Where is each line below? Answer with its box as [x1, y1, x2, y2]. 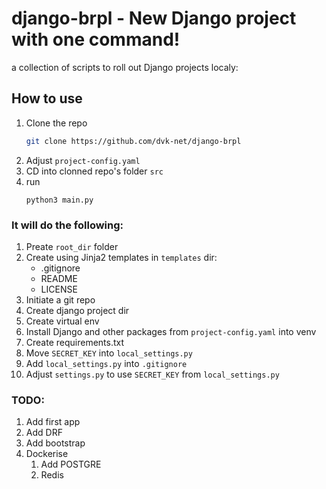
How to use [11, 90, 83, 107]
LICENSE [40, 283, 78, 295]
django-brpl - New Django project [11, 7, 297, 30]
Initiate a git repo [25, 293, 96, 306]
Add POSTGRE [40, 458, 102, 471]
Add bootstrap [25, 437, 86, 449]
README [40, 272, 78, 284]
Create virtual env [25, 315, 100, 327]
